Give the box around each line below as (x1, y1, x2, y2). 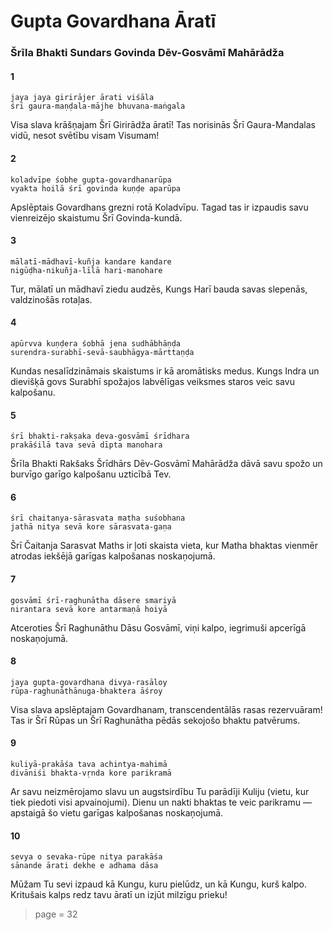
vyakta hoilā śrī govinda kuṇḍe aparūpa (10, 183, 182, 194)
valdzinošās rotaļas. (10, 293, 93, 305)
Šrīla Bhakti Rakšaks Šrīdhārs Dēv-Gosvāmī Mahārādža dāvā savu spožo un (10, 458, 323, 470)
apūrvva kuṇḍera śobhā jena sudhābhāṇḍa (10, 338, 182, 349)
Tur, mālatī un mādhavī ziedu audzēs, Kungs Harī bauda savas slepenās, (10, 283, 308, 295)
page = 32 (34, 908, 78, 920)
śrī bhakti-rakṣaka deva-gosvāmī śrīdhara (10, 431, 190, 442)
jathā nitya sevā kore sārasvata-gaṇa (10, 522, 172, 532)
